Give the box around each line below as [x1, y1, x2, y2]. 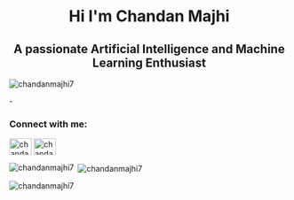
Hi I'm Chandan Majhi [68, 6, 230, 27]
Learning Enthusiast [91, 55, 207, 70]
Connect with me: [9, 118, 88, 130]
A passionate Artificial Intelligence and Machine [12, 42, 286, 57]
